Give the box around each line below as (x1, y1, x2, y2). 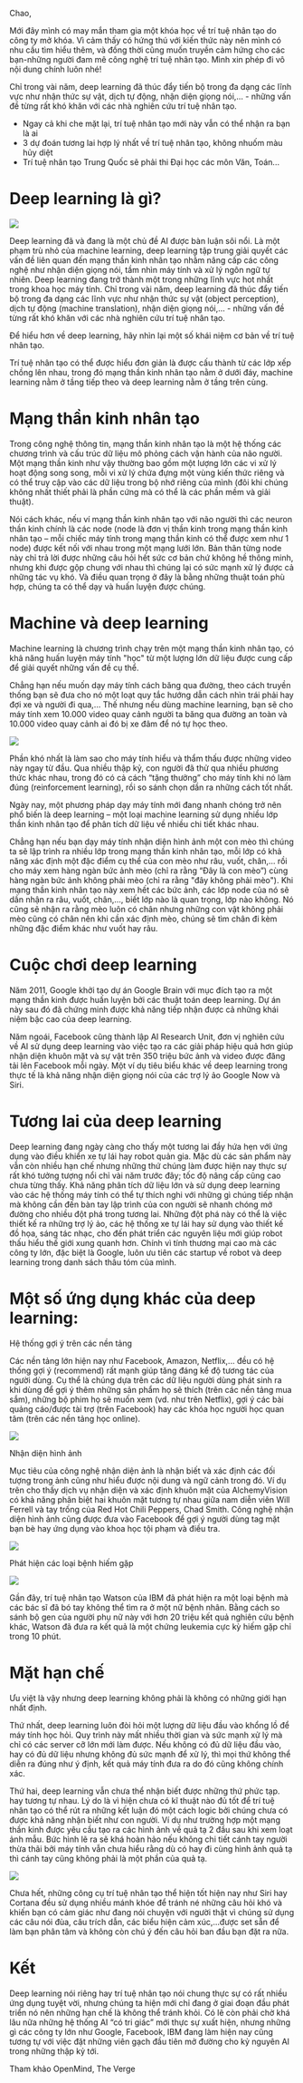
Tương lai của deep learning (9, 1111, 223, 1132)
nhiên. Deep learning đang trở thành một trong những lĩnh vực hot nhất (9, 274, 274, 285)
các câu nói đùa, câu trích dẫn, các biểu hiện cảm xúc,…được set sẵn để (9, 1916, 280, 1927)
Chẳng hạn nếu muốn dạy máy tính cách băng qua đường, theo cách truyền (9, 679, 291, 690)
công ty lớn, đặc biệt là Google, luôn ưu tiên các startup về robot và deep (9, 1247, 282, 1258)
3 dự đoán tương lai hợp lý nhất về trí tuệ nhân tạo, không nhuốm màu (22, 138, 283, 148)
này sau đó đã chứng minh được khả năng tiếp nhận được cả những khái (9, 1004, 279, 1015)
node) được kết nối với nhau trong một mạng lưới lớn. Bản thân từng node (9, 542, 282, 553)
